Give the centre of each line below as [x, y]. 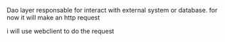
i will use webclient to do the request [61, 31]
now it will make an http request [53, 17]
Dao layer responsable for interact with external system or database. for [112, 10]
